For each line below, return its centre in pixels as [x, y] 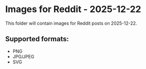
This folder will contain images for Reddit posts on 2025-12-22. [71, 23]
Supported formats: [37, 39]
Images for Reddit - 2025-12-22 [73, 9]
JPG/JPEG [23, 56]
